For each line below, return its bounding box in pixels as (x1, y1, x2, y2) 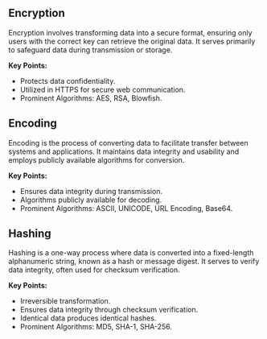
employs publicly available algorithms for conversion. (8, 155, 185, 164)
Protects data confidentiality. (19, 76, 116, 85)
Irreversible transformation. (19, 296, 111, 306)
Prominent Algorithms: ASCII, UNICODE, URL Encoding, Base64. (19, 203, 233, 213)
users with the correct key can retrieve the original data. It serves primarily (8, 36, 256, 46)
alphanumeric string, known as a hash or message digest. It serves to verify (8, 257, 260, 267)
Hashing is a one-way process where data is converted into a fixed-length (8, 248, 254, 258)
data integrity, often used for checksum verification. (8, 265, 181, 275)
